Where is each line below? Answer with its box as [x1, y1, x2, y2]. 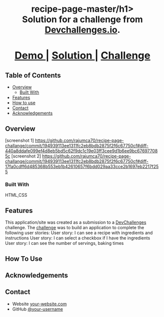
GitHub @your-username [12, 306, 63, 312]
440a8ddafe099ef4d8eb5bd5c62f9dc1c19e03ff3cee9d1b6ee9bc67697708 [5, 148, 158, 154]
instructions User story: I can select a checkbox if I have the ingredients [5, 235, 151, 241]
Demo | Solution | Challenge [14, 49, 151, 62]
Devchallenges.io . [45, 25, 120, 35]
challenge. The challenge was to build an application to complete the [5, 225, 144, 231]
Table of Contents [5, 71, 61, 79]
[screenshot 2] [11, 153, 41, 159]
